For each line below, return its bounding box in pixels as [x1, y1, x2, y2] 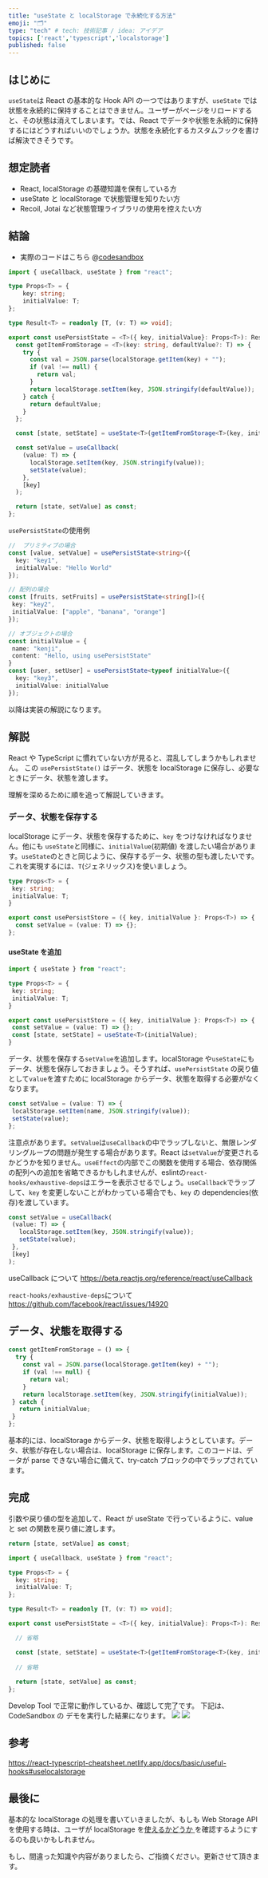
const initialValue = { [8, 637, 88, 645]
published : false [8, 42, 66, 49]
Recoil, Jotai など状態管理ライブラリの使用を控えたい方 [19, 204, 203, 213]
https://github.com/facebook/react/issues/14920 [8, 1299, 169, 1309]
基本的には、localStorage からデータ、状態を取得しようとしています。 [8, 1436, 239, 1445]
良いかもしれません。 [29, 1834, 100, 1844]
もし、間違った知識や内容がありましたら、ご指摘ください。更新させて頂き [8, 1851, 253, 1860]
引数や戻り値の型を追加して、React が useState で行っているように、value [8, 1513, 254, 1523]
